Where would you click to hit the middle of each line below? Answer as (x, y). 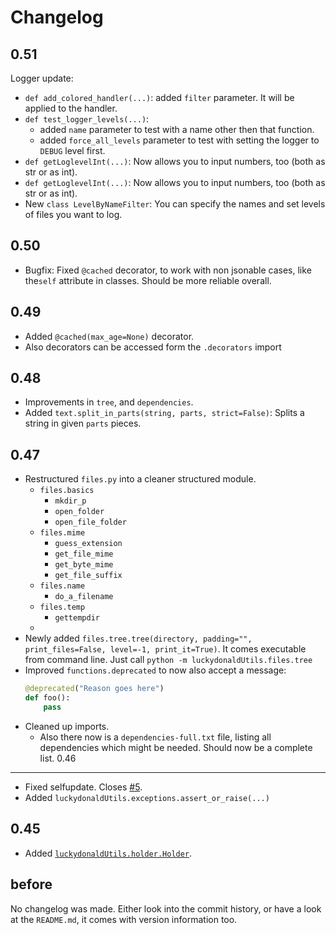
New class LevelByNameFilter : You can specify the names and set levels (175, 204)
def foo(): (47, 698)
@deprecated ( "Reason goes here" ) (94, 689)
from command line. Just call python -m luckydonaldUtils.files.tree (168, 660)
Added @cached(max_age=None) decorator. (109, 336)
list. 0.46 (58, 758)
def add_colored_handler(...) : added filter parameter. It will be (159, 97)
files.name (62, 586)
